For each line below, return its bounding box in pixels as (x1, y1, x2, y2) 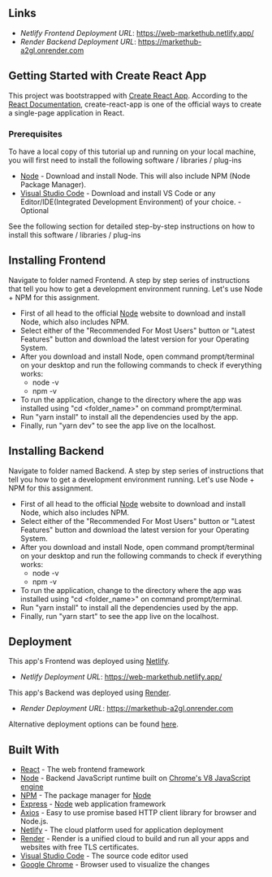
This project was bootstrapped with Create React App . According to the (8, 90, 248, 100)
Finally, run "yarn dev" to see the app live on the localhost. (19, 421, 217, 430)
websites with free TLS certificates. (19, 842, 140, 853)
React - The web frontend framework (19, 765, 145, 774)
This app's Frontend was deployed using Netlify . (8, 657, 171, 666)
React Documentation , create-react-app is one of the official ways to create (8, 99, 262, 109)
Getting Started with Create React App (8, 69, 207, 83)
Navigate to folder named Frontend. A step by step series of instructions (8, 275, 250, 285)
